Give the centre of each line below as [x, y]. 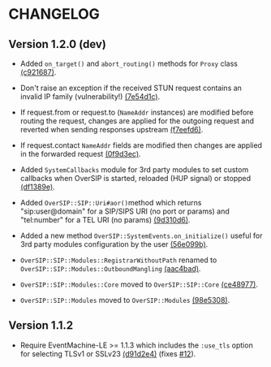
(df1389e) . [37, 187]
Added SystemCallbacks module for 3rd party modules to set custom [134, 170]
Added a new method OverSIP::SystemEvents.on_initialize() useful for [141, 235]
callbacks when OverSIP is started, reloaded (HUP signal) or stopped [135, 178]
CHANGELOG [54, 14]
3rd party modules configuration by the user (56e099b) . [114, 244]
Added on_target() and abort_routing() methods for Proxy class [129, 63]
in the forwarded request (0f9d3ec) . [80, 154]
